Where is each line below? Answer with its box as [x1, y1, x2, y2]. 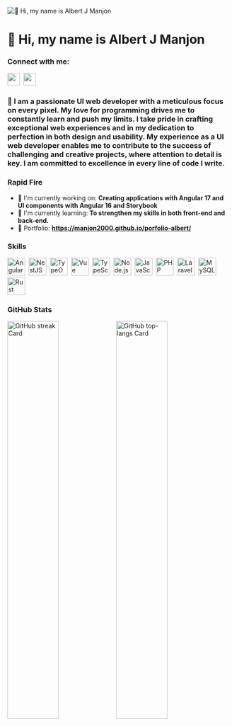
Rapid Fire [7, 178, 43, 188]
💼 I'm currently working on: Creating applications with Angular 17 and [17, 193, 224, 202]
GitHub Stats [7, 304, 52, 314]
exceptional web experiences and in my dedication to [7, 123, 195, 133]
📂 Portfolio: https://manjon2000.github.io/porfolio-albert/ [17, 224, 192, 232]
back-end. [17, 216, 50, 224]
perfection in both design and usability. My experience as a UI [7, 132, 224, 142]
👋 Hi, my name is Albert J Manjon [7, 32, 205, 47]
